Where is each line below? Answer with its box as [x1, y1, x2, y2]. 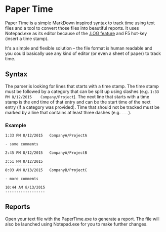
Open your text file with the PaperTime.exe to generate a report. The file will [5, 216, 160, 222]
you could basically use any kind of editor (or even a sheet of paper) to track [5, 50, 161, 56]
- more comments [5, 177, 39, 182]
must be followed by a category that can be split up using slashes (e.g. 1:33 [5, 88, 160, 94]
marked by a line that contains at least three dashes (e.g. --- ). [5, 109, 132, 115]
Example [5, 122, 27, 129]
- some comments [5, 142, 39, 147]
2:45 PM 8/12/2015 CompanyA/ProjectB [5, 150, 87, 155]
